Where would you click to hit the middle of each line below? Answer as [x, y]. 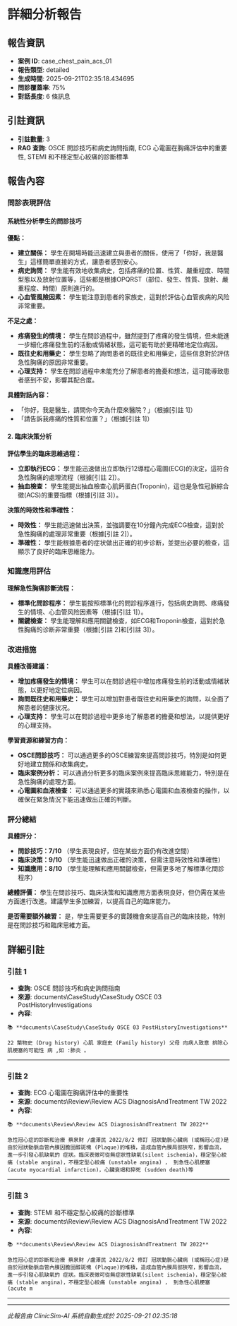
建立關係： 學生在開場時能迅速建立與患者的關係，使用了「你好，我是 [117, 253]
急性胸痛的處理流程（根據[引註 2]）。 [71, 477]
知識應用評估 [29, 571]
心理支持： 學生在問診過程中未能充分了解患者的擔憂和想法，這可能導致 [120, 371]
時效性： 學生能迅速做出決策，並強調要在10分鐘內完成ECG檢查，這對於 [121, 525]
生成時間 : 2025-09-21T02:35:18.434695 [76, 79]
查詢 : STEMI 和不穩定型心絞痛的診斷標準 [76, 1212]
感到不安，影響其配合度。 [61, 380]
